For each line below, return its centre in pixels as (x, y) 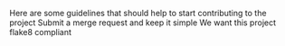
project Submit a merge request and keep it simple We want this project (143, 23)
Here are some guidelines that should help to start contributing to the (138, 13)
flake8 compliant (41, 32)
